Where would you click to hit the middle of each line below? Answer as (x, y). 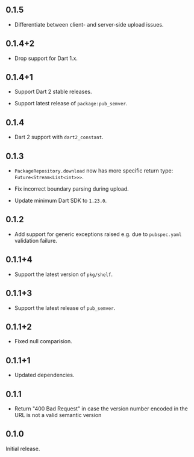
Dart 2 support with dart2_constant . (59, 137)
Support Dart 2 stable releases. (53, 92)
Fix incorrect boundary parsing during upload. (71, 189)
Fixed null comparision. (43, 341)
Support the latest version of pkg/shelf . (63, 274)
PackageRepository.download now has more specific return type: (94, 171)
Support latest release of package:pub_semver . (71, 104)
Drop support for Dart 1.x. (46, 58)
